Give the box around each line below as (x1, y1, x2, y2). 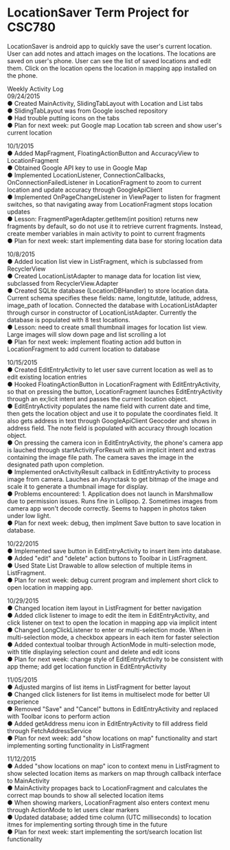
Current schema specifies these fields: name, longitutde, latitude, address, (7, 293, 218, 302)
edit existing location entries (7, 372, 87, 381)
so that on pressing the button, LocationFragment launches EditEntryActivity (7, 387, 223, 396)
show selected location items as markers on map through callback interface (7, 769, 222, 777)
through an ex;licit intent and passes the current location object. (7, 394, 188, 403)
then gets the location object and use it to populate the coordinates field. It (7, 409, 218, 417)
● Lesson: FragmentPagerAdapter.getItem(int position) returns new (7, 214, 198, 223)
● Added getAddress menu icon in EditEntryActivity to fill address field (7, 719, 208, 728)
